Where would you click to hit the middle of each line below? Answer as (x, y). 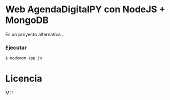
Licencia (24, 79)
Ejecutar (16, 47)
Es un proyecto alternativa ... (35, 34)
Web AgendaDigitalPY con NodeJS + (86, 9)
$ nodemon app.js (24, 58)
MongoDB (27, 20)
